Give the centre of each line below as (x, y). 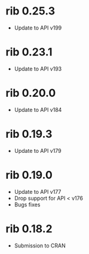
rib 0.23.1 (29, 52)
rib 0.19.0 (29, 175)
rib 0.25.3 (30, 11)
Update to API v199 (38, 28)
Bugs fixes (27, 204)
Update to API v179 (38, 150)
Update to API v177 (38, 191)
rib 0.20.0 (31, 93)
